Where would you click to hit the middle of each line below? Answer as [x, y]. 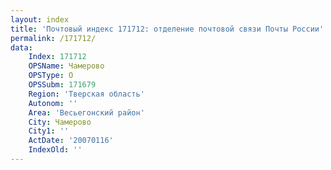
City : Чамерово [60, 122]
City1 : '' [49, 131]
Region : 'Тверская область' [86, 94]
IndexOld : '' [55, 150]
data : [21, 47]
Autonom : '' [53, 103]
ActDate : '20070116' [71, 141]
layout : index [40, 19]
